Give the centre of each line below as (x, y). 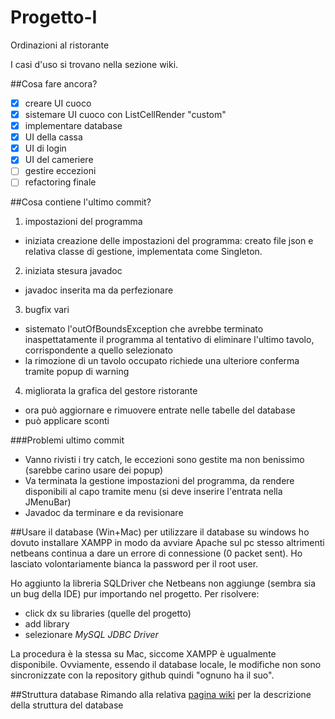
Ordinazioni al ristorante (60, 45)
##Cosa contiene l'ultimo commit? (81, 202)
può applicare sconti (67, 421)
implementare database (73, 126)
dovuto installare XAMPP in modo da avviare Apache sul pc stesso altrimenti (167, 543)
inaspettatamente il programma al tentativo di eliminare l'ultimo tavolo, (169, 340)
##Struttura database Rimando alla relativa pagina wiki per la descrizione (161, 695)
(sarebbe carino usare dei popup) (94, 470)
